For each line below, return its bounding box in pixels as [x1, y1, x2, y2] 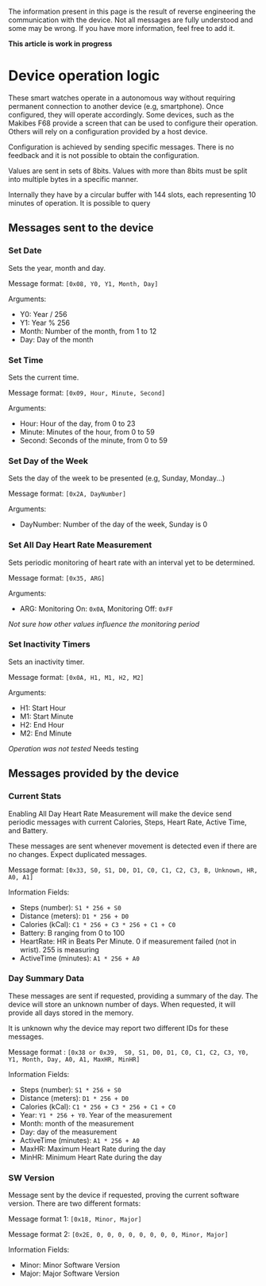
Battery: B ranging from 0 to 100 [19, 928, 125, 937]
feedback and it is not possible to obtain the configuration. [8, 150, 200, 160]
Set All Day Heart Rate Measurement [8, 539, 152, 550]
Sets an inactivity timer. [8, 657, 85, 666]
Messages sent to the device [8, 222, 154, 235]
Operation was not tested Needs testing [8, 743, 139, 753]
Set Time [8, 354, 44, 365]
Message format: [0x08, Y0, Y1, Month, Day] [8, 278, 159, 288]
